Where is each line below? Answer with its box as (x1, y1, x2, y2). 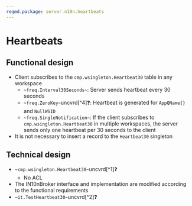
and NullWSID (23, 107, 56, 114)
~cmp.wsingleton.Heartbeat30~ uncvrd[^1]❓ (14, 166, 118, 173)
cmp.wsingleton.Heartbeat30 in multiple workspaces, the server (23, 120, 178, 127)
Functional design (6, 57, 74, 68)
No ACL (23, 174, 43, 181)
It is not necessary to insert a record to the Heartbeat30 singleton (14, 133, 173, 140)
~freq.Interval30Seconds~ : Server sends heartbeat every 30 (23, 86, 171, 93)
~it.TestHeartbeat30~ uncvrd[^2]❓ (14, 194, 97, 201)
